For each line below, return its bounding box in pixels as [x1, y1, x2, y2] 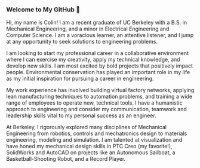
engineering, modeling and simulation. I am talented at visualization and [6, 136, 183, 143]
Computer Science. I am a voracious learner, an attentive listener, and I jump [6, 32, 194, 39]
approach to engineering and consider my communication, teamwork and [6, 106, 187, 113]
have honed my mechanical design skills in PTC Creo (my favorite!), [6, 143, 173, 150]
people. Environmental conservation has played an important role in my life [6, 69, 190, 76]
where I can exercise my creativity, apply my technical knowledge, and [6, 56, 180, 63]
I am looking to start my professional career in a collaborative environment [6, 50, 189, 57]
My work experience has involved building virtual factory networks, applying [6, 87, 195, 94]
